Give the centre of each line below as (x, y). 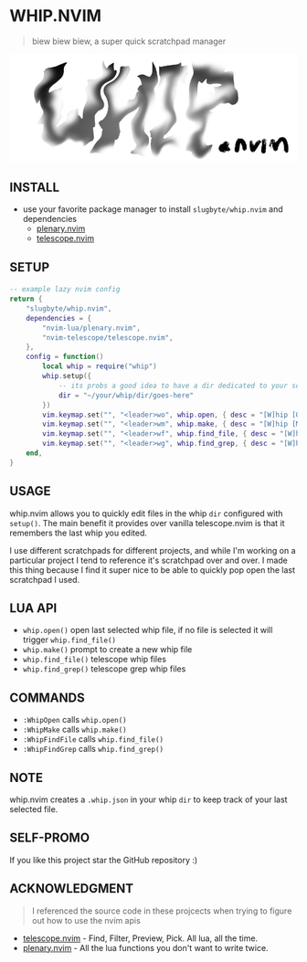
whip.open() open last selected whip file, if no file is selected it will (148, 630)
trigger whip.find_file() (69, 640)
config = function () (65, 357)
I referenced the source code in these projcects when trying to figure (162, 911)
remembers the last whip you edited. (79, 533)
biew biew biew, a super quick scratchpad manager (129, 41)
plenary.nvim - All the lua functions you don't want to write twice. (145, 947)
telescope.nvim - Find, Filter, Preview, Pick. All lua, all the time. (140, 938)
